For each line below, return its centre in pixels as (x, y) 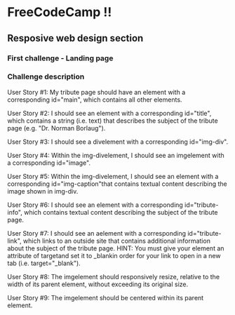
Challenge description (46, 76)
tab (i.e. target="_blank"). (44, 263)
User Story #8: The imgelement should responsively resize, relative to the (113, 276)
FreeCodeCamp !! (60, 12)
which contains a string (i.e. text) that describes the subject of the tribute (113, 121)
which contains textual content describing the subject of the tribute (121, 212)
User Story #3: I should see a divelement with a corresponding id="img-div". (118, 142)
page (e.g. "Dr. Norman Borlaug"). (56, 128)
